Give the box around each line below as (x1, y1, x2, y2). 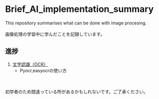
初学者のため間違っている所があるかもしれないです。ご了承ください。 (5, 89, 148, 95)
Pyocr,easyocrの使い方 (19, 67, 67, 73)
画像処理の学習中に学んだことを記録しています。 (5, 31, 105, 37)
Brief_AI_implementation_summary (5, 3, 154, 15)
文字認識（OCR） (12, 61, 48, 67)
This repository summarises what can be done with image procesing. (5, 20, 147, 26)
